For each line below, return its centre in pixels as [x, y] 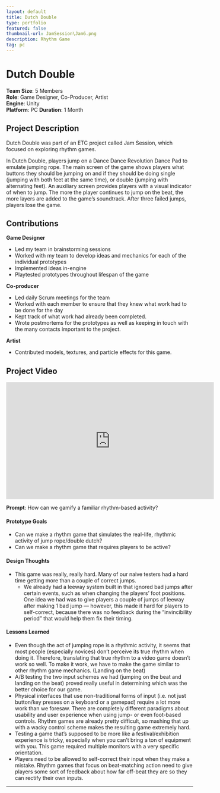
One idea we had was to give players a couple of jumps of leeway [104, 599]
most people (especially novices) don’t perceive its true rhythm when [99, 651]
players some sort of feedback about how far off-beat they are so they [101, 772]
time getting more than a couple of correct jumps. [75, 580]
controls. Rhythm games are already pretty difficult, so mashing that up [101, 721]
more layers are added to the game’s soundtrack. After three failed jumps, [96, 198]
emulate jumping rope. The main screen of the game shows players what [95, 167]
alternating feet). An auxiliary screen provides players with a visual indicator [99, 186]
